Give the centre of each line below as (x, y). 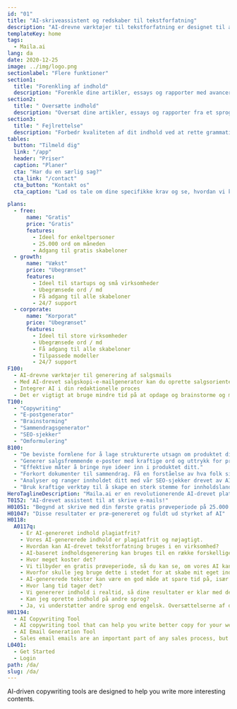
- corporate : (33, 310)
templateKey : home (34, 34)
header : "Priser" (39, 159)
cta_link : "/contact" (45, 178)
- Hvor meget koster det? (58, 560)
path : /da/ (23, 665)
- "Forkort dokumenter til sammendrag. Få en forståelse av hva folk (118, 474)
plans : (17, 204)
